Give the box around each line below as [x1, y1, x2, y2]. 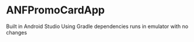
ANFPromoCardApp [6, 3, 105, 17]
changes [6, 29, 28, 36]
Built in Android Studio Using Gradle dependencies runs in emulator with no [6, 23, 189, 30]
